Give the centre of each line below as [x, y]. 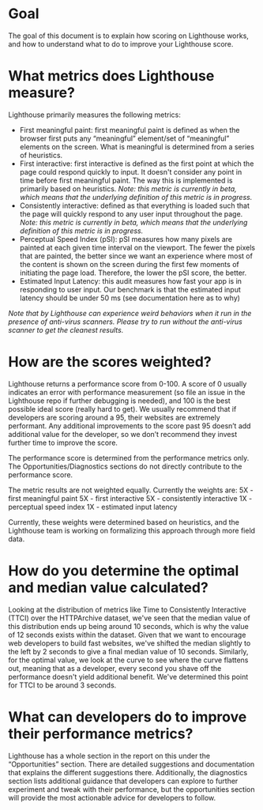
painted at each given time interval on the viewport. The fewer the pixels [137, 247]
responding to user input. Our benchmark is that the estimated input [130, 289]
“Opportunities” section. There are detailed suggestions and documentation [131, 764]
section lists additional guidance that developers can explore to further [123, 781]
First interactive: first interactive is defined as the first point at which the [137, 164]
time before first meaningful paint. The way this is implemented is [126, 180]
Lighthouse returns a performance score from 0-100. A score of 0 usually [128, 383]
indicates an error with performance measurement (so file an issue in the [127, 392]
